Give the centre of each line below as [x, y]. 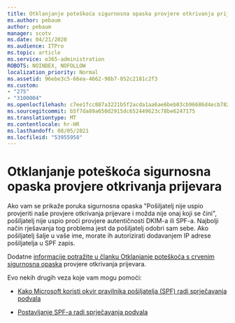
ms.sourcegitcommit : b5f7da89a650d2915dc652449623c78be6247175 [101, 111]
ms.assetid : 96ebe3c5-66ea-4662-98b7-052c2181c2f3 [83, 79]
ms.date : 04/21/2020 [37, 40]
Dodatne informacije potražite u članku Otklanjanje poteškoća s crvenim [111, 257]
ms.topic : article [34, 53]
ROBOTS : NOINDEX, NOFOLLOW [47, 66]
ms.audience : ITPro [36, 46]
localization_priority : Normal [53, 72]
